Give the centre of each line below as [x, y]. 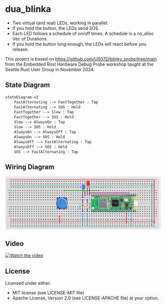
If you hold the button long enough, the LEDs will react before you [79, 44]
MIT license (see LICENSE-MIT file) [48, 293]
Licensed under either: [28, 283]
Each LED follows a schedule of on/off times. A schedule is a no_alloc [83, 33]
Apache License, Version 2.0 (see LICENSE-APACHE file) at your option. [85, 298]
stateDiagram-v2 [22, 97]
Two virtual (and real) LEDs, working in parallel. [60, 23]
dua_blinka [28, 9]
